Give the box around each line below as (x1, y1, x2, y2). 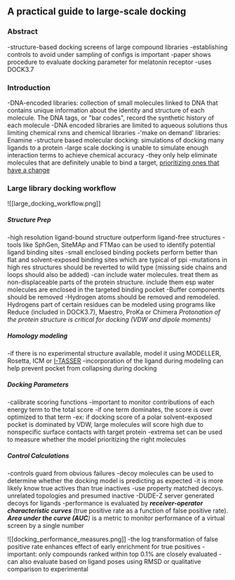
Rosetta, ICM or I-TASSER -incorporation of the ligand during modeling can (7, 356, 224, 365)
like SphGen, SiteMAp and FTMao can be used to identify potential (22, 240, 215, 249)
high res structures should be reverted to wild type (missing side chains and (7, 263, 227, 271)
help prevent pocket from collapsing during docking (7, 364, 157, 373)
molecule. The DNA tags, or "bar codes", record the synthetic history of (7, 113, 215, 122)
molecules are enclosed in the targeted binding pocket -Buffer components (7, 285, 225, 294)
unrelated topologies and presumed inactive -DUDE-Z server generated (7, 491, 215, 500)
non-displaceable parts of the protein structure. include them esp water (7, 278, 215, 287)
